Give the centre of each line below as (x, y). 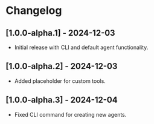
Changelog (34, 11)
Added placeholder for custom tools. (60, 81)
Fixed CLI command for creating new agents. (70, 114)
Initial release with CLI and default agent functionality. (81, 47)
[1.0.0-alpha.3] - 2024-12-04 (62, 100)
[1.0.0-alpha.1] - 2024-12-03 (60, 33)
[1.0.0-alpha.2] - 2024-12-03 (62, 66)
